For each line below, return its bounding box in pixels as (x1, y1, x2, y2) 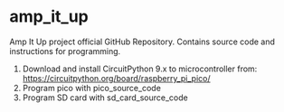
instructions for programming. (9, 45, 121, 56)
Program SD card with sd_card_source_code (22, 92, 188, 103)
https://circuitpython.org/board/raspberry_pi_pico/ (22, 72, 211, 83)
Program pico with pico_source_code (22, 82, 161, 93)
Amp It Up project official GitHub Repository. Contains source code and (9, 36, 276, 47)
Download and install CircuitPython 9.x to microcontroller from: (22, 63, 258, 74)
